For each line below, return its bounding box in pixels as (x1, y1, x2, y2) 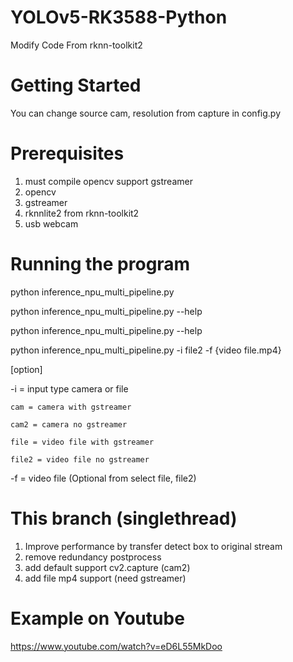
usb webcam (24, 217, 79, 230)
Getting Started (10, 74, 142, 97)
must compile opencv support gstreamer (24, 175, 193, 187)
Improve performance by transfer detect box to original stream (24, 540, 283, 552)
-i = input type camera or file (10, 382, 129, 395)
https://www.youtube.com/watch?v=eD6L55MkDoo (10, 640, 223, 652)
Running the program (10, 253, 191, 275)
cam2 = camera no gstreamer (10, 419, 128, 430)
